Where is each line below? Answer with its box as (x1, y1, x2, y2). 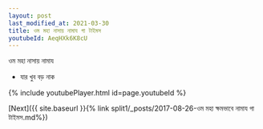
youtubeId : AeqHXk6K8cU (8, 34, 88, 42)
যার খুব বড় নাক (19, 72, 55, 82)
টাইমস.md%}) (8, 113, 48, 123)
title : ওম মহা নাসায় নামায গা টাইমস (8, 26, 102, 34)
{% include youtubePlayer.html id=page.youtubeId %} (8, 88, 187, 98)
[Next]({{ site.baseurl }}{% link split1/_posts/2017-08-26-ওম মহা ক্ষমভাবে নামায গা (8, 103, 255, 113)
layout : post (8, 11, 52, 20)
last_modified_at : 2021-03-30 (8, 19, 110, 27)
